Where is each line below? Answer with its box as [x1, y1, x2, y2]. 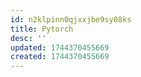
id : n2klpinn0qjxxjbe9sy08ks [10, 14, 132, 25]
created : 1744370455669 [10, 52, 110, 62]
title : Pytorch [10, 24, 74, 34]
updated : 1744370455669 [10, 42, 110, 53]
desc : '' [10, 33, 47, 43]
